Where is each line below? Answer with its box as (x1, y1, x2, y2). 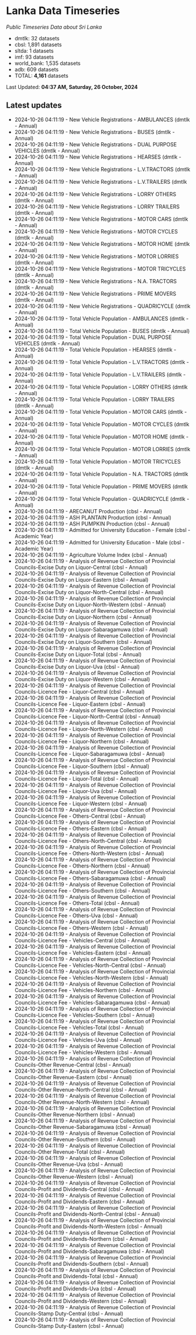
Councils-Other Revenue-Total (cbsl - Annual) (14, 1148, 125, 1155)
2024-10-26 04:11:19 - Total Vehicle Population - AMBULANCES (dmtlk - (14, 315, 189, 322)
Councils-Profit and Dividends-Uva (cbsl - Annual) (14, 1285, 136, 1292)
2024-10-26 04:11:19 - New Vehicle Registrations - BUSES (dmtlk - (14, 128, 175, 135)
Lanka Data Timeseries (6, 4, 120, 18)
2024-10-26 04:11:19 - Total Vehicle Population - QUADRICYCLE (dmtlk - (14, 495, 190, 502)
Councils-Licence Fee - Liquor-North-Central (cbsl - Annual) (14, 713, 161, 720)
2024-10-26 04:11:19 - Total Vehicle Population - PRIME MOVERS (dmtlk (14, 483, 188, 490)
